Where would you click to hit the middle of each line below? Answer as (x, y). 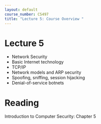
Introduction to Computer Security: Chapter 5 (50, 117)
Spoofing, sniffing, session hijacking (48, 78)
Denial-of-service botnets (38, 83)
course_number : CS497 (27, 14)
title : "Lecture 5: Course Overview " (44, 19)
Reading (22, 103)
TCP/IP (19, 67)
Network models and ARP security (46, 72)
